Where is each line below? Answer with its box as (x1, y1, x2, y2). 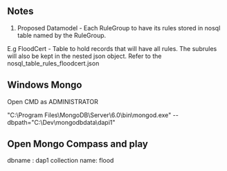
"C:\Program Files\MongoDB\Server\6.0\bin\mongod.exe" (7, 110, 172, 119)
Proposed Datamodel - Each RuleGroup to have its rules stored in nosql (17, 23, 221, 32)
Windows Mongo (7, 79, 82, 91)
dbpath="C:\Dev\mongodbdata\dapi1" (7, 118, 116, 126)
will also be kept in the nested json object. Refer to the (7, 52, 162, 60)
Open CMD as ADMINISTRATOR (7, 97, 98, 105)
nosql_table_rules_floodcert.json (7, 59, 100, 68)
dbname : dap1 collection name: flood (7, 157, 114, 165)
